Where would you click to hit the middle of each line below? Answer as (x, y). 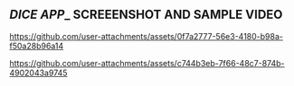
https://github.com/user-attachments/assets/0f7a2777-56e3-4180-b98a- (146, 36)
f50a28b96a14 (37, 46)
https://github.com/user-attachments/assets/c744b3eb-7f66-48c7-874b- (147, 63)
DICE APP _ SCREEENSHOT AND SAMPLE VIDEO (146, 15)
